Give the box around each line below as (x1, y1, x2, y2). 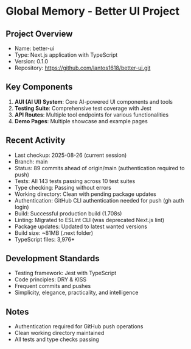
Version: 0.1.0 (14, 58, 49, 65)
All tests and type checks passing (14, 336, 100, 343)
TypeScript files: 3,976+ (14, 236, 75, 243)
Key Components (5, 82, 73, 92)
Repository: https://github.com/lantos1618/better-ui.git (14, 64, 151, 71)
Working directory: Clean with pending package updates (14, 190, 156, 198)
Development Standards (5, 253, 100, 264)
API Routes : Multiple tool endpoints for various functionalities (14, 111, 168, 118)
